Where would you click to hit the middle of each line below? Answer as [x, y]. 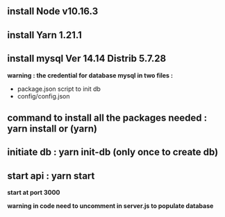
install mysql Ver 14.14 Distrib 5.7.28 [87, 59]
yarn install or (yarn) [52, 129]
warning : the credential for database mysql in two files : [90, 75]
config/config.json [43, 96]
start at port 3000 [34, 193]
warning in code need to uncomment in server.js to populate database [110, 206]
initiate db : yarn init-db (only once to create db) [113, 152]
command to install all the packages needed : [107, 118]
